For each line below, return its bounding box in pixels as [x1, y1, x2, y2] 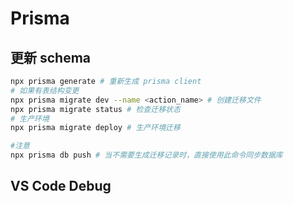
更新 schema [10, 49, 92, 66]
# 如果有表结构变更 [10, 85, 80, 96]
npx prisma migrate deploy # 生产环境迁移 [10, 123, 181, 133]
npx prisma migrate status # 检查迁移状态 [10, 104, 181, 114]
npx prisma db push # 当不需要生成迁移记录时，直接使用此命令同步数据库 [10, 150, 283, 161]
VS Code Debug [10, 178, 112, 195]
